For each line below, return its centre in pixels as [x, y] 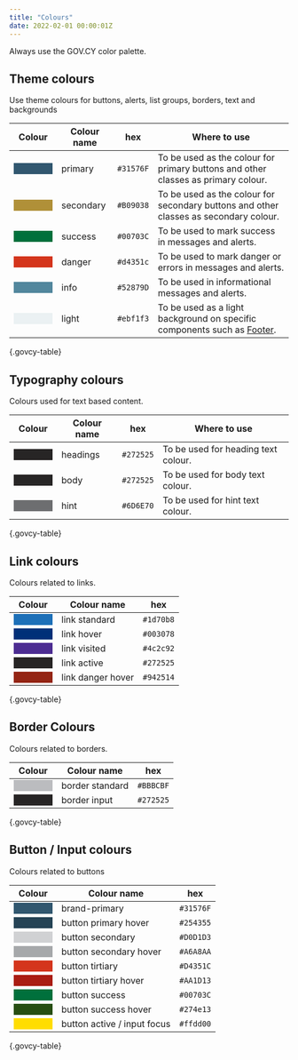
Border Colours [52, 727]
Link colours [44, 561]
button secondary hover [111, 952]
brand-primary [93, 908]
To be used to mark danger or [220, 257]
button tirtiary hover [103, 980]
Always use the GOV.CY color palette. [78, 51]
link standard [88, 619]
